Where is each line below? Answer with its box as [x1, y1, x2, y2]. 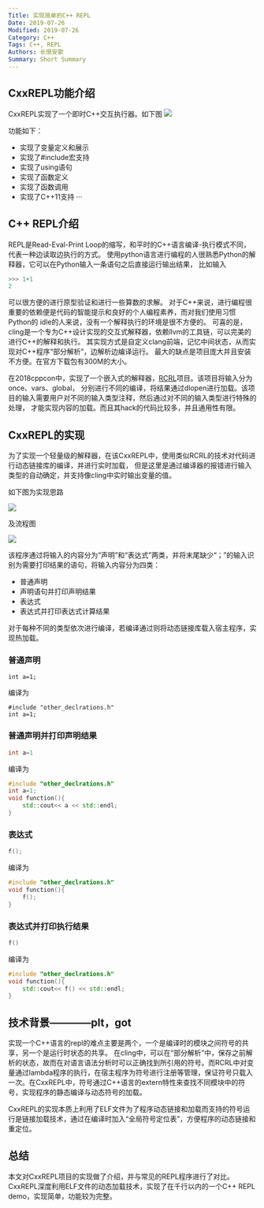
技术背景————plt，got [8, 1016, 132, 1029]
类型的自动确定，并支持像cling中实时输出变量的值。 [8, 471, 176, 480]
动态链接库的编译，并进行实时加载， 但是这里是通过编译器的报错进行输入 [14, 460, 252, 470]
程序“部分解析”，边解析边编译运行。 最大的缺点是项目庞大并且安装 [35, 347, 252, 356]
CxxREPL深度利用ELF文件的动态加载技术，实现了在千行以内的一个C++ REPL [8, 1181, 256, 1191]
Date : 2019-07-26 [8, 19, 65, 27]
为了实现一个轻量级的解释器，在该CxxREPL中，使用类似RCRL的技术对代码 [8, 451, 249, 460]
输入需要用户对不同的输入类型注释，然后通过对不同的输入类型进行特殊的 [21, 393, 257, 403]
